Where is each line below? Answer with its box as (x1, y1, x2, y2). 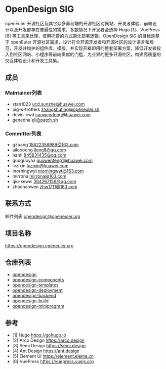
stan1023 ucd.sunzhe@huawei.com (12, 101, 85, 107)
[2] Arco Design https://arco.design (12, 337, 85, 343)
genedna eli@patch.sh (12, 117, 58, 123)
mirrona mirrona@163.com (12, 173, 67, 179)
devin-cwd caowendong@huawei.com (12, 111, 91, 117)
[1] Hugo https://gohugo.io (12, 332, 67, 338)
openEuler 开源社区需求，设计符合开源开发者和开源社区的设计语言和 (10, 39, 150, 45)
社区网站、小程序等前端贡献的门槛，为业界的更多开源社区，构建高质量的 (13, 51, 161, 57)
